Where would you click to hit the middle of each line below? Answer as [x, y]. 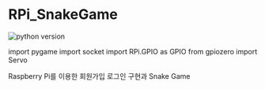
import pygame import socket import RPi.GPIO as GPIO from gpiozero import [133, 51]
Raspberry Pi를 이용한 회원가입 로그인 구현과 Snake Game [99, 76]
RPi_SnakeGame [63, 15]
